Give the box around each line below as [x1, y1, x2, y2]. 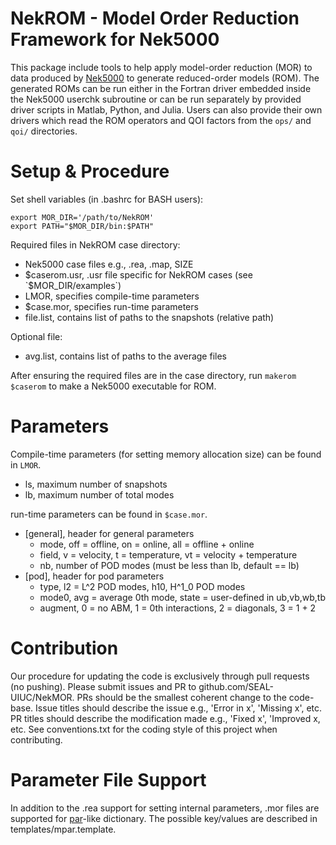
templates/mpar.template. [10, 823, 117, 835]
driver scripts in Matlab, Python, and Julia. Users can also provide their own [10, 103, 323, 116]
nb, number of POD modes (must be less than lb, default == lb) [39, 559, 300, 571]
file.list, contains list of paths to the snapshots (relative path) [24, 311, 275, 323]
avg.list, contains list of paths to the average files [24, 350, 227, 362]
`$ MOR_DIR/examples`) [24, 279, 122, 291]
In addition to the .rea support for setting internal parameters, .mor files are [10, 802, 320, 814]
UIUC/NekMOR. [10, 691, 75, 703]
